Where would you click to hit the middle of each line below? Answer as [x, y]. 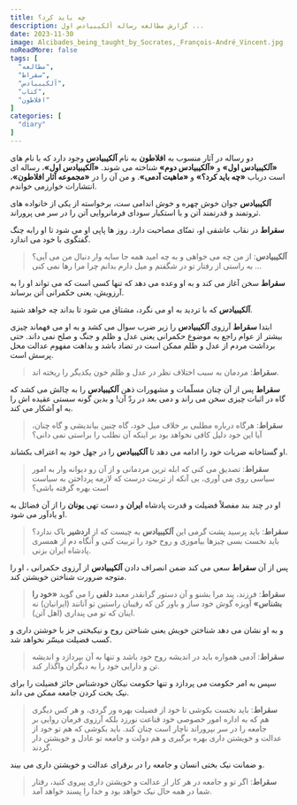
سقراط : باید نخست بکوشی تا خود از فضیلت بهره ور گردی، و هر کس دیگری [154, 709]
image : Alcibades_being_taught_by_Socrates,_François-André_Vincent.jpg [147, 42]
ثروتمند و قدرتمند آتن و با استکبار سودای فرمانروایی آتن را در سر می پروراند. [136, 213]
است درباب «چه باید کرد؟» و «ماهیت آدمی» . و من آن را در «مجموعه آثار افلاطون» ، [148, 176]
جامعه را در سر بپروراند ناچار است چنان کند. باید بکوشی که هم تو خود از [149, 728]
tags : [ [24, 58]
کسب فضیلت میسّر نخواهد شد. [61, 639]
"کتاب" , [32, 91]
